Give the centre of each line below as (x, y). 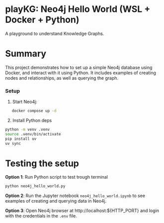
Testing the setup (42, 163)
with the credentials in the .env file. (41, 216)
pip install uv (21, 139)
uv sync (13, 143)
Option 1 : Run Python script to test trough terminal (57, 177)
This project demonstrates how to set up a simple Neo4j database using (79, 67)
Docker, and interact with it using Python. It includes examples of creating (81, 73)
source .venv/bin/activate (33, 134)
